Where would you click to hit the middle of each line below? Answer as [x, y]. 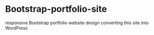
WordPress [17, 28]
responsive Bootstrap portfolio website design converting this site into [77, 23]
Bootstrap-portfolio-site [56, 9]
